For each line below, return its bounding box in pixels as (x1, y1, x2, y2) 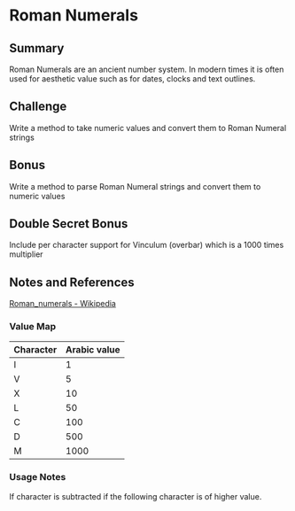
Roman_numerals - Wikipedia (9, 298, 117, 309)
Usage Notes (9, 471, 66, 484)
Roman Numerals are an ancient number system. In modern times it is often (9, 64, 284, 74)
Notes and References (9, 275, 135, 290)
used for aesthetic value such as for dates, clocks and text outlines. (9, 74, 256, 84)
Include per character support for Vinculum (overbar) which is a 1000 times (9, 240, 284, 251)
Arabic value (65, 343, 121, 355)
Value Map (9, 321, 57, 333)
